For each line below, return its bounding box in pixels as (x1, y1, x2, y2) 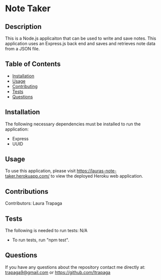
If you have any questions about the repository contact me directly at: (5, 264, 146, 270)
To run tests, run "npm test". (12, 237, 69, 243)
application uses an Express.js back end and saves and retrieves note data (5, 41, 156, 47)
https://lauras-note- (76, 168, 116, 174)
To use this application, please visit (5, 168, 76, 174)
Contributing (12, 83, 38, 89)
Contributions (5, 187, 48, 196)
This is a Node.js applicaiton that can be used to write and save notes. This (5, 35, 157, 41)
